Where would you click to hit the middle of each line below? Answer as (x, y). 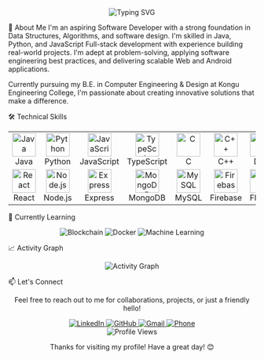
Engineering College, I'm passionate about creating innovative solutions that (131, 92)
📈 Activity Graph (36, 248)
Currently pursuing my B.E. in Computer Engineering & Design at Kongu (124, 84)
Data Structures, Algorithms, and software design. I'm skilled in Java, (120, 36)
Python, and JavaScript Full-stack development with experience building (126, 44)
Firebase (225, 198)
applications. (29, 69)
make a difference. (38, 101)
